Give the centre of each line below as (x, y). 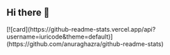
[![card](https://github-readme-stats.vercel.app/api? (81, 29)
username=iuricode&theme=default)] (60, 36)
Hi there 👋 (28, 13)
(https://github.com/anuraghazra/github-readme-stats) (85, 44)
